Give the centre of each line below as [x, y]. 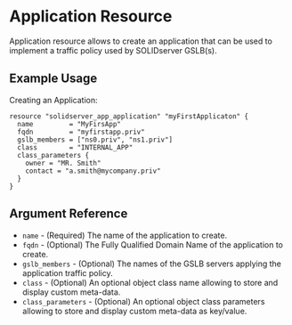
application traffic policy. [67, 272]
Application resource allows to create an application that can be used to [141, 41]
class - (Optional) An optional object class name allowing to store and [150, 282]
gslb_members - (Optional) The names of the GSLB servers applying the [152, 264]
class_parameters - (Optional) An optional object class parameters [143, 301]
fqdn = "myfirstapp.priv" [81, 132]
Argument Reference [69, 214]
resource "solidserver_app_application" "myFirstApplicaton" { [129, 116]
